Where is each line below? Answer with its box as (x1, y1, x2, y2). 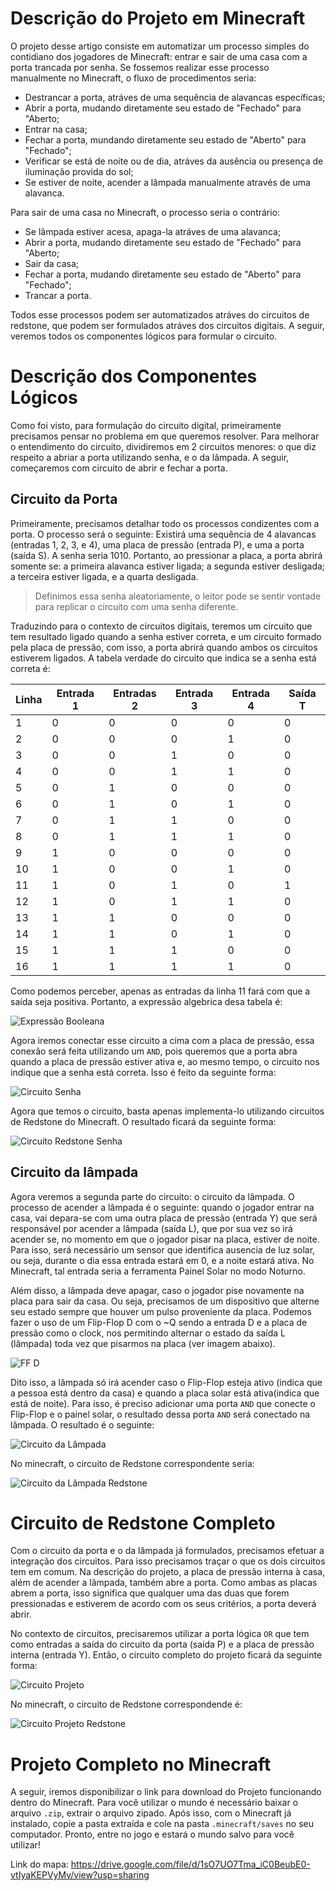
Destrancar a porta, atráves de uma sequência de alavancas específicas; (24, 91, 326, 103)
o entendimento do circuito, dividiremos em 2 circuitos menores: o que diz (10, 440, 317, 452)
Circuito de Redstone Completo (10, 1512, 276, 1534)
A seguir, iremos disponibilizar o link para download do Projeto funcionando (10, 1786, 322, 1798)
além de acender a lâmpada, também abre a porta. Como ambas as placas (10, 1577, 318, 1589)
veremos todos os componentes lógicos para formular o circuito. (10, 330, 278, 342)
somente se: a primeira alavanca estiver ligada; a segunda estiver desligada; (10, 560, 326, 572)
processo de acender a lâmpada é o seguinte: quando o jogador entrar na (10, 1201, 315, 1213)
